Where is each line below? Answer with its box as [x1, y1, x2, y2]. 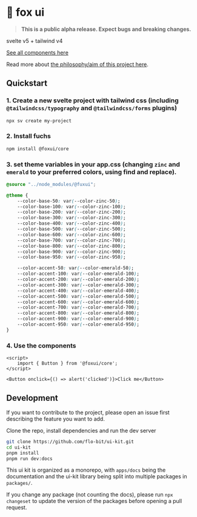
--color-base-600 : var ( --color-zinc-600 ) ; [17, 231, 126, 238]
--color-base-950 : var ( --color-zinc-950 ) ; [17, 254, 126, 260]
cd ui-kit [6, 444, 32, 450]
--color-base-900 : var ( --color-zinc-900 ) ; [17, 248, 126, 255]
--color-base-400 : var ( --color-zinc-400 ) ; [17, 220, 126, 226]
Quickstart [6, 78, 48, 88]
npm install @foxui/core [6, 145, 69, 152]
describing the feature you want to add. [6, 415, 105, 423]
